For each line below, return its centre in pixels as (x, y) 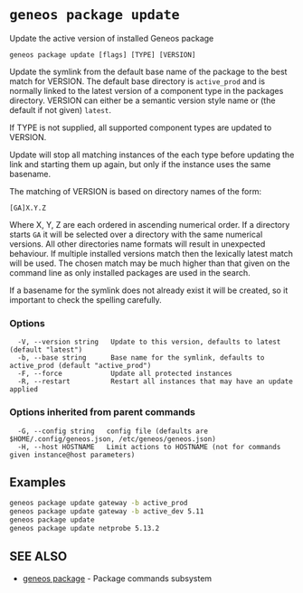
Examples (38, 482)
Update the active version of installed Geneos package (112, 38)
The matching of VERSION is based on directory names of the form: (136, 191)
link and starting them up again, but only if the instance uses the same (140, 164)
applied (24, 390)
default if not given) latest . (60, 109)
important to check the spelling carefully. (86, 299)
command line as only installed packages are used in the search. (130, 272)
